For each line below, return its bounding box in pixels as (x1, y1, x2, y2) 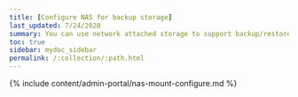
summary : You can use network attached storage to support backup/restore (9, 29, 292, 38)
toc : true (9, 37, 46, 47)
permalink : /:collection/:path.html (9, 54, 145, 63)
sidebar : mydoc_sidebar (9, 46, 98, 55)
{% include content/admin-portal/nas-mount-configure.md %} (9, 78, 238, 88)
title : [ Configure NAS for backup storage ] (9, 12, 173, 22)
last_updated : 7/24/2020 (9, 21, 101, 30)
